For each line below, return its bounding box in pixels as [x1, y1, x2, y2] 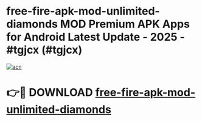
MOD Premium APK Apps [60, 17, 190, 31]
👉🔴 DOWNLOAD [6, 86, 93, 100]
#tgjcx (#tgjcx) [6, 43, 83, 57]
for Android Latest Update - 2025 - [6, 30, 186, 44]
